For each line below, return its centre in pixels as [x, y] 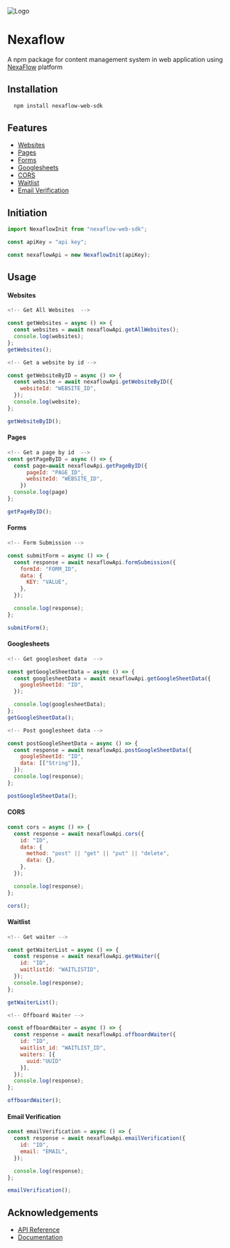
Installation [33, 89]
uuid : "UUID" [44, 1061]
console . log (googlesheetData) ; [60, 705]
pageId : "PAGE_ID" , [55, 472]
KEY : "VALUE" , [47, 582]
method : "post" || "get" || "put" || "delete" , [98, 854]
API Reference [39, 1230]
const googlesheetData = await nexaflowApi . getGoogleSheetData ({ [113, 678]
